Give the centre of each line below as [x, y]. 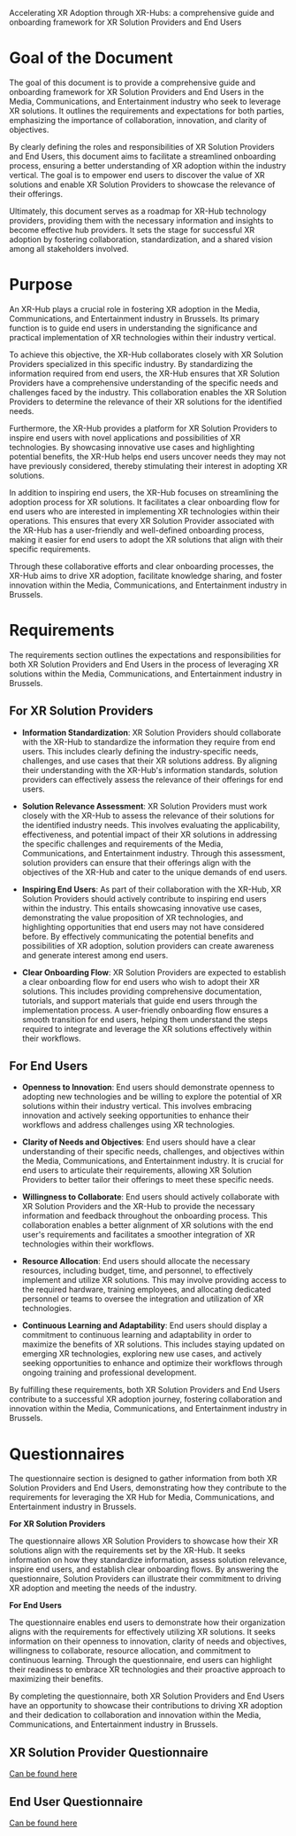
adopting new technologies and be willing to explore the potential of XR [152, 1097]
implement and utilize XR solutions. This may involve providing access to [154, 1280]
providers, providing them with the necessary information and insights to [141, 220]
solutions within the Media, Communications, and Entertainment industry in [146, 674]
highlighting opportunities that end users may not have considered [143, 926]
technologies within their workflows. [88, 1244]
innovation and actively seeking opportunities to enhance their [135, 1115]
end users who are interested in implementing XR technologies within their [144, 511]
